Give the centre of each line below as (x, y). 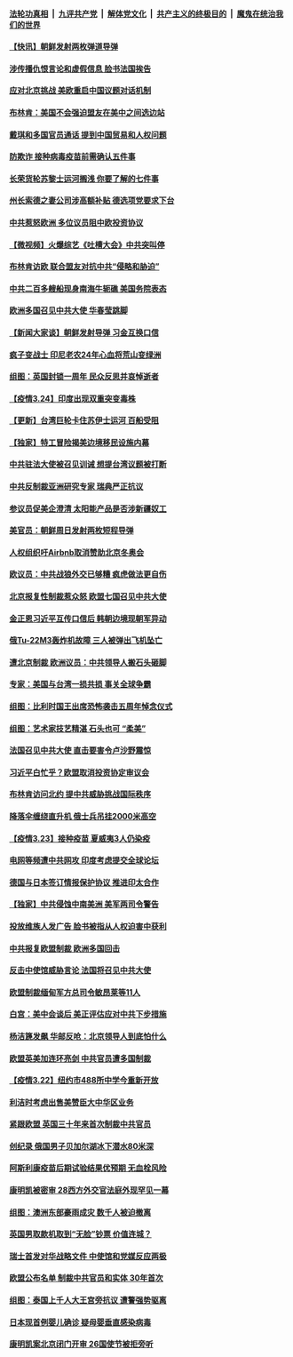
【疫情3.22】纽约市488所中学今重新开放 (84, 1081)
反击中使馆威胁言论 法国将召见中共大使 (80, 970)
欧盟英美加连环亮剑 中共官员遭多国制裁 (80, 1058)
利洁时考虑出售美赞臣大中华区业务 (71, 1102)
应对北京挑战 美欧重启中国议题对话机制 (80, 91)
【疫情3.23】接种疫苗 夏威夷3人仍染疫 (80, 838)
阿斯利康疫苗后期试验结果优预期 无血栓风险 (88, 1168)
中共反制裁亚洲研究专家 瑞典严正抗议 (76, 487)
